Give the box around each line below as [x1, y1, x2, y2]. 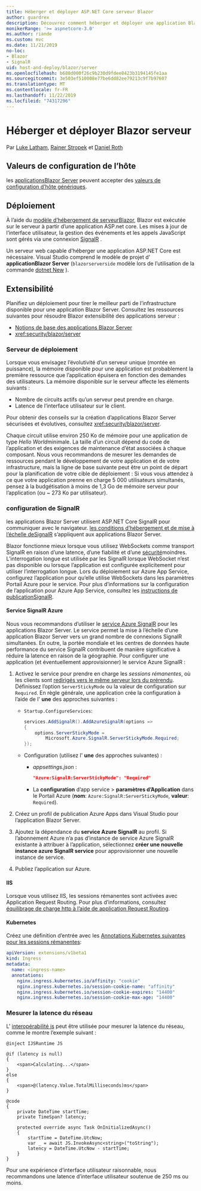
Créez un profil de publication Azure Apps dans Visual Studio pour [14, 810, 179, 818]
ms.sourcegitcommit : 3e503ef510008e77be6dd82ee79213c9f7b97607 [6, 76, 167, 82]
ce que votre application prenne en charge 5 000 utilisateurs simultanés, [6, 477, 185, 484]
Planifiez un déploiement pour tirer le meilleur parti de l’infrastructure [6, 300, 176, 306]
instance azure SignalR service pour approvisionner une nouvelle [14, 848, 178, 855]
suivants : [6, 384, 30, 391]
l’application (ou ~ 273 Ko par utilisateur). [6, 489, 108, 496]
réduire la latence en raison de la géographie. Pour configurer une [6, 652, 169, 659]
